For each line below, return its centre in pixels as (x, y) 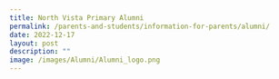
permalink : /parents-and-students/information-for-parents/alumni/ (140, 26)
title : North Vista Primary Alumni (77, 18)
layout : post (34, 43)
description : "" (40, 52)
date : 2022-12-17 (42, 35)
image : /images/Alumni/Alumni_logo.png (85, 60)
